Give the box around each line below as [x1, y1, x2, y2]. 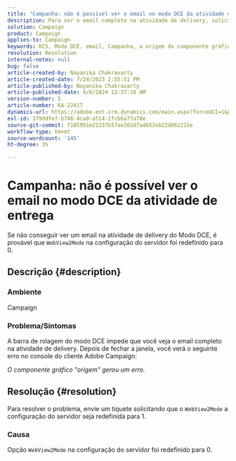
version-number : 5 [7, 96, 61, 103]
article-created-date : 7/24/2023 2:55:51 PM [7, 75, 140, 83]
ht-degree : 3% [7, 141, 49, 149]
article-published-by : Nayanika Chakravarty [7, 82, 140, 89]
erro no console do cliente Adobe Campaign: [7, 352, 137, 360]
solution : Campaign [7, 23, 65, 30]
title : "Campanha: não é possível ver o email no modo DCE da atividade [7, 10, 225, 18]
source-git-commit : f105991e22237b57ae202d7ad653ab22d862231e [7, 121, 193, 129]
